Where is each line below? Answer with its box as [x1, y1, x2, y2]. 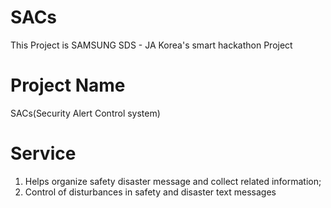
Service [10, 142, 77, 165]
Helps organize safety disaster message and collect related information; [24, 175, 322, 187]
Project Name [10, 74, 126, 97]
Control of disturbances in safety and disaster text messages [24, 186, 277, 198]
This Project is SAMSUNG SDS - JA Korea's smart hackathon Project [10, 39, 293, 51]
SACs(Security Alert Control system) [10, 107, 161, 119]
